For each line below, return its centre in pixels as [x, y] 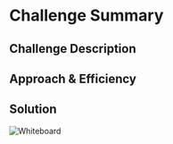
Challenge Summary [86, 16]
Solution [33, 110]
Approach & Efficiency [73, 78]
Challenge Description [73, 49]
